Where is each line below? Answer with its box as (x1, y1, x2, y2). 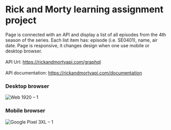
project (5, 14, 37, 26)
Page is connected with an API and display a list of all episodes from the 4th (5, 31, 166, 38)
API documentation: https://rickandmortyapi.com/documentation (5, 69, 142, 76)
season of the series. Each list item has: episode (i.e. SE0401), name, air (5, 37, 158, 43)
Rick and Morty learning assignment (5, 4, 164, 15)
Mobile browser (5, 107, 45, 114)
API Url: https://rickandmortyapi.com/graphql (5, 59, 101, 65)
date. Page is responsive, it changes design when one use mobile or (5, 42, 150, 48)
